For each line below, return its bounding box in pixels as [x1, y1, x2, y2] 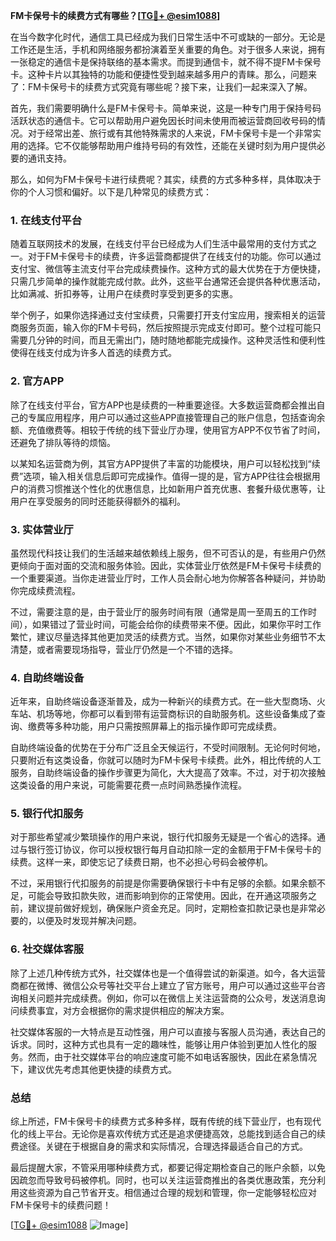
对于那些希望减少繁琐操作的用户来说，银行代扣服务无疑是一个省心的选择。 [10, 831, 317, 843]
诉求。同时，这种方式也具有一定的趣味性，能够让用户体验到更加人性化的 [10, 1038, 308, 1050]
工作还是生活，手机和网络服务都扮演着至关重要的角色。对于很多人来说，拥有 [10, 44, 326, 55]
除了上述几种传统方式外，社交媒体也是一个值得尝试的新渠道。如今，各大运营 [10, 967, 326, 979]
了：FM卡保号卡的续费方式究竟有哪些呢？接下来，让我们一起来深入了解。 [10, 81, 313, 93]
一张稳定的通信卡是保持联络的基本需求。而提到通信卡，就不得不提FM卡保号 [10, 56, 322, 68]
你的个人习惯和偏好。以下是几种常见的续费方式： [10, 186, 212, 198]
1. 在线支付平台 [10, 213, 83, 227]
